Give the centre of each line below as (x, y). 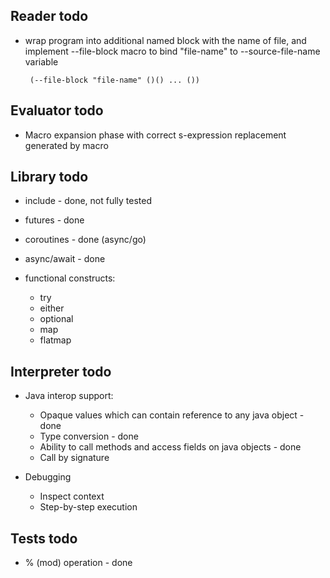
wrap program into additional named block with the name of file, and (165, 40)
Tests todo (44, 538)
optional (56, 319)
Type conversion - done (89, 436)
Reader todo (49, 16)
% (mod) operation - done (78, 563)
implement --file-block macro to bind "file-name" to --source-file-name (172, 51)
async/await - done (65, 259)
